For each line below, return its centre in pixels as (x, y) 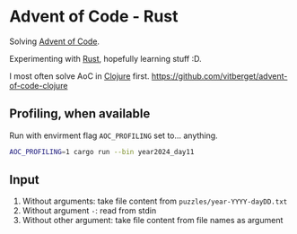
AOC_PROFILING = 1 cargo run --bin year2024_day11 (102, 152)
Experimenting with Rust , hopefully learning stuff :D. (105, 58)
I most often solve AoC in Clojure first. (79, 76)
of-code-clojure (39, 85)
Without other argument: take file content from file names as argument (153, 221)
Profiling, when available (80, 114)
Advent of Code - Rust (94, 17)
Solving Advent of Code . (55, 41)
